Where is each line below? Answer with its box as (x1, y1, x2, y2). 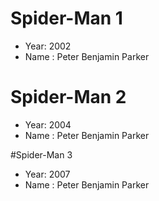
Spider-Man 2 (10, 86, 127, 109)
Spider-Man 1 (10, 7, 123, 30)
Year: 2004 (24, 118, 72, 131)
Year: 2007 (24, 168, 71, 180)
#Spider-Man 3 (10, 148, 73, 161)
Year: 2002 (24, 40, 72, 52)
